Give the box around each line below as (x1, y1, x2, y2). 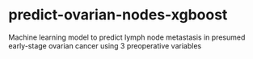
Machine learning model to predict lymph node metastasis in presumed (8, 32, 246, 42)
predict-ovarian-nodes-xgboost (8, 6, 228, 24)
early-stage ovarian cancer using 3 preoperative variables (8, 40, 202, 50)
